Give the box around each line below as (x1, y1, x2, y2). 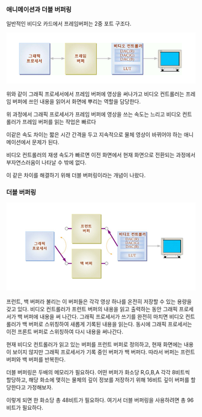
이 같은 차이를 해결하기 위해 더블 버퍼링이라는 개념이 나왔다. (6, 171, 146, 179)
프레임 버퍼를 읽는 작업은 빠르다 (22, 118, 96, 125)
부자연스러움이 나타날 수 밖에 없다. (6, 158, 87, 166)
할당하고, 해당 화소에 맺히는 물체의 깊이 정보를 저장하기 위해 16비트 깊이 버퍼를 (6, 376, 189, 383)
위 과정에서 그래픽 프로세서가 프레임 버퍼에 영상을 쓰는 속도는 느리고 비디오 (6, 110, 182, 118)
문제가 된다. (32, 138, 60, 146)
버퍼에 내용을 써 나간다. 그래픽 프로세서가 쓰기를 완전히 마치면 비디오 (23, 313, 185, 320)
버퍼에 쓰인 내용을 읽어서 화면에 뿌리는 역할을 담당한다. (12, 97, 141, 105)
